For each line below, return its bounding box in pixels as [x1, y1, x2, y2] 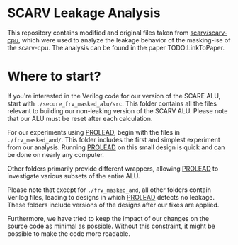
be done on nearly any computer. [7, 150, 105, 159]
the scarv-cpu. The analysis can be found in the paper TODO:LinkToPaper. [7, 43, 225, 52]
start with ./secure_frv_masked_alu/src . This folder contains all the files [7, 99, 217, 108]
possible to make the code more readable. [7, 229, 131, 238]
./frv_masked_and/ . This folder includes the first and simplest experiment [7, 135, 221, 144]
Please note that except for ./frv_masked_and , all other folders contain [7, 186, 211, 194]
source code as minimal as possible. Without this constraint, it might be [7, 222, 216, 230]
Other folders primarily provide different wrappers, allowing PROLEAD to [7, 164, 219, 173]
